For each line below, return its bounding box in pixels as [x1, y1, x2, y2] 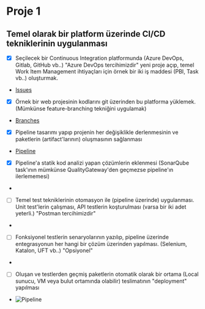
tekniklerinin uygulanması [6, 38, 108, 48]
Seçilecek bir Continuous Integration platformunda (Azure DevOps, [15, 54, 184, 62]
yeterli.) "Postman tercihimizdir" [15, 210, 96, 217]
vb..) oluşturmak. [15, 75, 59, 82]
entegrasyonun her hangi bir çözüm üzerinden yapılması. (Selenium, [15, 240, 188, 248]
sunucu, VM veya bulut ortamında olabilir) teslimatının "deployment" [15, 277, 187, 285]
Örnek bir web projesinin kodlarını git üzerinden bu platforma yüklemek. [15, 98, 196, 105]
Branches [15, 117, 40, 124]
